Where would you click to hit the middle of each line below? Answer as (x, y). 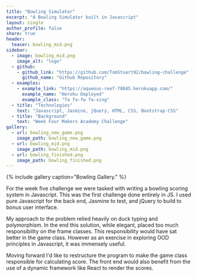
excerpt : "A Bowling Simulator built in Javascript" (72, 17)
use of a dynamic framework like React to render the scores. (80, 268)
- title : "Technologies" (42, 105)
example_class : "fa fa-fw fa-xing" (66, 99)
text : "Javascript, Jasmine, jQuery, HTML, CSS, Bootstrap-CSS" (98, 111)
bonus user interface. (32, 207)
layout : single (25, 22)
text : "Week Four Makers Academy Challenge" (72, 122)
